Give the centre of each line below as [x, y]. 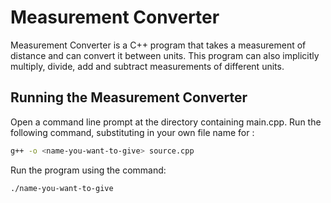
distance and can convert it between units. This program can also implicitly [165, 55]
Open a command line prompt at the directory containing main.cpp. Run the [166, 122]
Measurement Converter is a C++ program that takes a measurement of [158, 45]
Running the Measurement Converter [129, 97]
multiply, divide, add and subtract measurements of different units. [147, 66]
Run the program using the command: [88, 170]
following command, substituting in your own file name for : [132, 132]
